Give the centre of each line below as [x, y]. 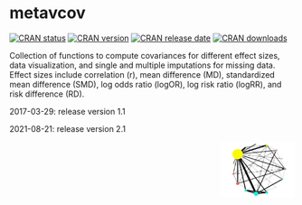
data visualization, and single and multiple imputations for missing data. [142, 65]
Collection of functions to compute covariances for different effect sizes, [145, 55]
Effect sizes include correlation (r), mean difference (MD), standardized [142, 74]
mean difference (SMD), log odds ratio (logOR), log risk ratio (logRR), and [146, 84]
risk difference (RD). [47, 94]
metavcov [47, 13]
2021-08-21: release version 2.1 [68, 128]
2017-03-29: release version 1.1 [67, 111]
